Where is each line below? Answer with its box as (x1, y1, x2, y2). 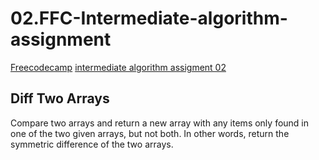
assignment (10, 28, 112, 51)
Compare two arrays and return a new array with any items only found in (10, 117, 310, 129)
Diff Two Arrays (10, 90, 110, 107)
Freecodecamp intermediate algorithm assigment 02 (10, 61, 227, 73)
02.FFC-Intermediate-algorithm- (10, 7, 288, 30)
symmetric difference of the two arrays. (10, 138, 174, 150)
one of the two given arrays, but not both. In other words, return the (10, 127, 290, 139)
